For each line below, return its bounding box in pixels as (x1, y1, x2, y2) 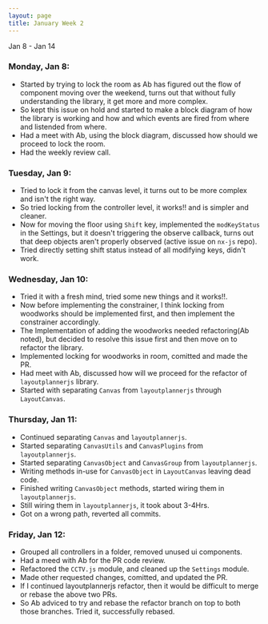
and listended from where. (19, 122, 107, 131)
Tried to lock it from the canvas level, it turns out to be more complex (19, 186, 248, 195)
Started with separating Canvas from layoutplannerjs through (19, 385, 222, 395)
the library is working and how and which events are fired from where (19, 113, 250, 123)
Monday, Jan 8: (8, 61, 70, 72)
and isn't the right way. (19, 194, 96, 204)
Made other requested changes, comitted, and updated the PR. (19, 572, 228, 582)
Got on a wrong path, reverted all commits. (19, 509, 162, 518)
